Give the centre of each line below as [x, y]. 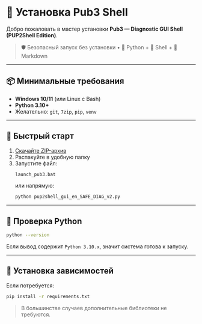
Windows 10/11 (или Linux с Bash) [58, 99]
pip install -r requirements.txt [48, 296]
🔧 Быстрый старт [40, 136]
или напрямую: [35, 186]
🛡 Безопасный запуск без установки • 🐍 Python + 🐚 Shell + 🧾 [99, 47]
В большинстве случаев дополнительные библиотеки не [94, 308]
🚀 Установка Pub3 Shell [67, 12]
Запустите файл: [36, 163]
